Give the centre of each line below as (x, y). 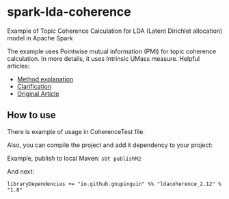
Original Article (38, 94)
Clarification (34, 86)
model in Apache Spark (40, 38)
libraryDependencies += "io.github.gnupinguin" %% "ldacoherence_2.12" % (114, 184)
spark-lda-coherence (69, 12)
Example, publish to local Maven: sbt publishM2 (74, 158)
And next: (21, 171)
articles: (18, 66)
